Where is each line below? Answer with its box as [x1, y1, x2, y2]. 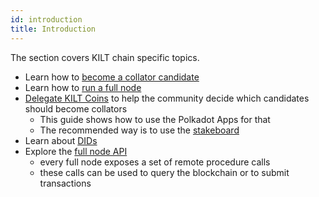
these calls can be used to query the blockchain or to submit [39, 166, 290, 178]
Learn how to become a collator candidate [24, 71, 200, 83]
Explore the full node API [24, 145, 128, 157]
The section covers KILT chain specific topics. [10, 51, 200, 63]
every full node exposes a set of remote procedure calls [39, 156, 271, 168]
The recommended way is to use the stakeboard [39, 124, 240, 136]
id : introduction [10, 14, 83, 25]
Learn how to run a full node [24, 81, 142, 93]
